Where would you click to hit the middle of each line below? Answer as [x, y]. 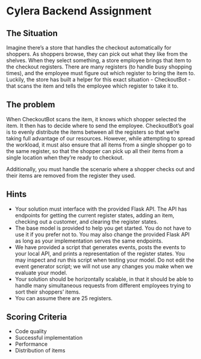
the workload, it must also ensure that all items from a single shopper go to [99, 145]
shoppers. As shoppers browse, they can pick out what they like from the [97, 54]
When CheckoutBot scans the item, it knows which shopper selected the [96, 119]
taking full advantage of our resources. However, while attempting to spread [100, 138]
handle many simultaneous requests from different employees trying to [103, 285]
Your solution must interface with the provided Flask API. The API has [101, 209]
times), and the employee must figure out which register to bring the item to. [101, 73]
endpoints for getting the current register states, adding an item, [94, 215]
